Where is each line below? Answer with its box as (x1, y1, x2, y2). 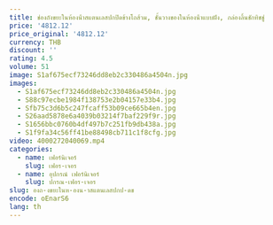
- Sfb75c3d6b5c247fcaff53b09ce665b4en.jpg (17, 104, 176, 112)
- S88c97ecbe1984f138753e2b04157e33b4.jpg (17, 95, 176, 105)
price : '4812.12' (9, 21, 74, 30)
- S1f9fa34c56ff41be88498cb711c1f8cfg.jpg (17, 128, 176, 137)
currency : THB (9, 37, 62, 47)
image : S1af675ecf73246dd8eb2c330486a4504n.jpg (9, 71, 189, 80)
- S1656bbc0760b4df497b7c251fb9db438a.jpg (17, 120, 176, 129)
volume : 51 (9, 63, 50, 72)
